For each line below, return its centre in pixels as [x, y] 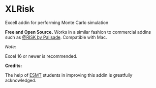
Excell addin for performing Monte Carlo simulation [57, 22]
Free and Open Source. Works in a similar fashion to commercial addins [78, 32]
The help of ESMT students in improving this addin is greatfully [69, 75]
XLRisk [20, 9]
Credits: [14, 66]
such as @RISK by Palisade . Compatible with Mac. [56, 37]
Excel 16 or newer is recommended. [41, 56]
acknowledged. [21, 80]
